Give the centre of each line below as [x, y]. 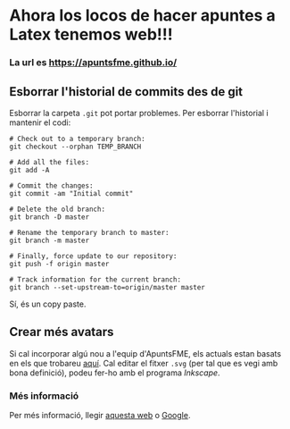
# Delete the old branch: [57, 209]
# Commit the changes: [51, 185]
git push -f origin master [59, 264]
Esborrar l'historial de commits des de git [126, 92]
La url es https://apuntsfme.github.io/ [93, 63]
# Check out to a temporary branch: [77, 139]
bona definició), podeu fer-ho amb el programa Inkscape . [115, 373]
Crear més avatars [62, 332]
